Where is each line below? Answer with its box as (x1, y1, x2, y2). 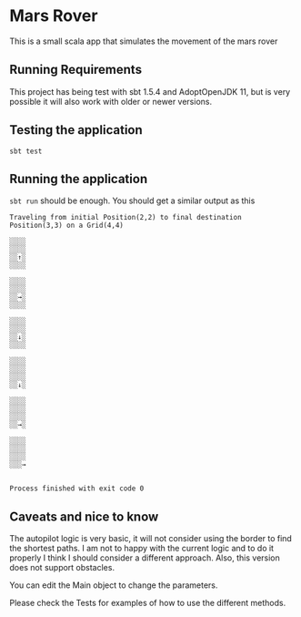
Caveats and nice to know (9, 509, 159, 524)
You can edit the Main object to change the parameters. (9, 580, 218, 591)
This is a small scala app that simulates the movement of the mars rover (9, 36, 278, 46)
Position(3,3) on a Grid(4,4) (9, 221, 125, 231)
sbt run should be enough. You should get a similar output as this (9, 195, 256, 206)
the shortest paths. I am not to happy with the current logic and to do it (9, 543, 275, 554)
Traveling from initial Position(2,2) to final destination (9, 213, 243, 222)
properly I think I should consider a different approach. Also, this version (9, 552, 280, 563)
